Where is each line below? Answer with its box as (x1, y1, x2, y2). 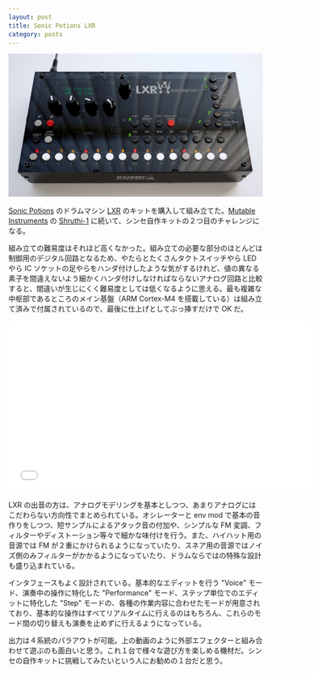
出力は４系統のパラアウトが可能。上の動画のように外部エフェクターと (8, 636, 242, 645)
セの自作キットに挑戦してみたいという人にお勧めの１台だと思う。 (8, 656, 228, 666)
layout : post (8, 13, 52, 21)
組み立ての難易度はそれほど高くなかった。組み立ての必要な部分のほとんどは (8, 243, 263, 253)
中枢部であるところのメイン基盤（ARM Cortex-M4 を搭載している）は (8, 294, 241, 303)
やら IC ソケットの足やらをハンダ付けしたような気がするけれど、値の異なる (8, 264, 260, 273)
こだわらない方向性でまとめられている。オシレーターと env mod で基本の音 (8, 510, 261, 520)
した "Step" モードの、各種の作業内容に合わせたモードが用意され (43, 599, 261, 608)
